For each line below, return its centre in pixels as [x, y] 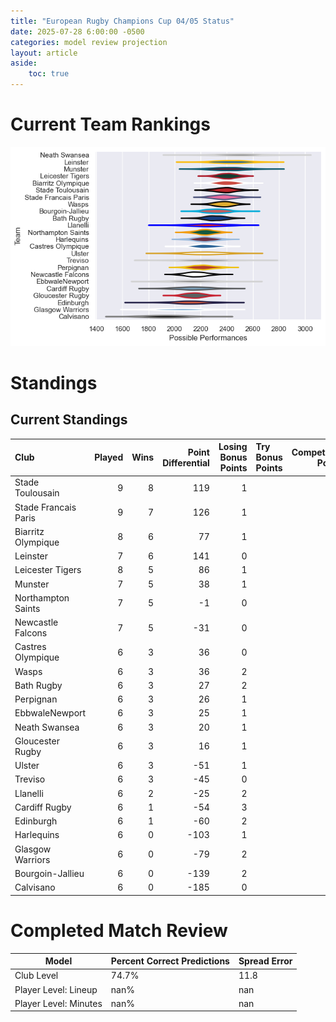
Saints [27, 608]
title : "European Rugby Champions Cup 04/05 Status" [122, 21]
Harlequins [37, 835]
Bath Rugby [38, 685]
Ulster [27, 766]
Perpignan [36, 699]
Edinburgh [36, 821]
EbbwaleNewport [50, 713]
